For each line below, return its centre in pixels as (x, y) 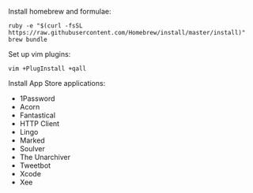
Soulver (32, 148)
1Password (37, 98)
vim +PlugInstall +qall (47, 69)
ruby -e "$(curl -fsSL (45, 26)
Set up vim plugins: (40, 54)
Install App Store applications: (57, 83)
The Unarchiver (45, 157)
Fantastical (38, 115)
